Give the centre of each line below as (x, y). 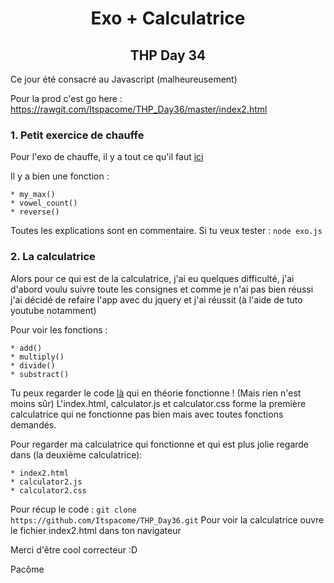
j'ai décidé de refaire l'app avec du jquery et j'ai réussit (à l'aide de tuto (156, 299)
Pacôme (27, 569)
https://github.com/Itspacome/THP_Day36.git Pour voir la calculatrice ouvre (167, 519)
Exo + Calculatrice (168, 18)
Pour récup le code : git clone (73, 509)
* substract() (40, 374)
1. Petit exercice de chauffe (77, 135)
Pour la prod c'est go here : (66, 98)
